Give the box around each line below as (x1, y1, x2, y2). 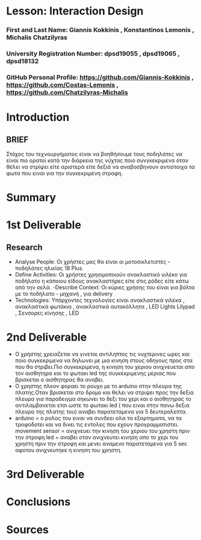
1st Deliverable (6, 218, 81, 232)
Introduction (6, 110, 70, 124)
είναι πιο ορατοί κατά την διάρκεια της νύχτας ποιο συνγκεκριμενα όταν (6, 157, 188, 164)
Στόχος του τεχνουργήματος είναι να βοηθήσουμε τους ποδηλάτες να (6, 150, 182, 157)
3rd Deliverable (6, 468, 85, 482)
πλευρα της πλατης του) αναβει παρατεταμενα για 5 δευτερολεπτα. (14, 408, 188, 415)
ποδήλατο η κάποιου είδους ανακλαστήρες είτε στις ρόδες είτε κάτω (14, 277, 190, 284)
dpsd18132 (6, 57, 39, 66)
